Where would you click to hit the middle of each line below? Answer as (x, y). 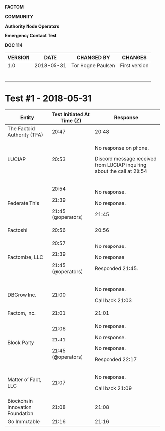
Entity (27, 117)
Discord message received (126, 158)
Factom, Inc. (22, 313)
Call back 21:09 (113, 388)
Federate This (24, 203)
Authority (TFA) (25, 135)
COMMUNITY (19, 16)
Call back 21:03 (113, 300)
